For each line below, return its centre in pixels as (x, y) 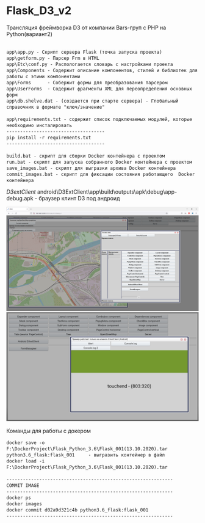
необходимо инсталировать (39, 125)
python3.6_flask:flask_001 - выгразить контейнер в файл (86, 455)
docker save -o (26, 443)
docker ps (19, 498)
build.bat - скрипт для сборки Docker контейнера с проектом (86, 156)
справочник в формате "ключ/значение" (56, 107)
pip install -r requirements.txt (49, 137)
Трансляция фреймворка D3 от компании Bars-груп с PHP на (86, 27)
